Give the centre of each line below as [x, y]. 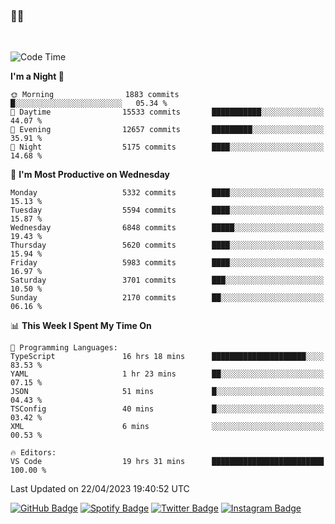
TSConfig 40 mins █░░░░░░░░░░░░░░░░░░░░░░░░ [167, 409]
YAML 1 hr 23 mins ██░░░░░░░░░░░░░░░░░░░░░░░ [167, 374]
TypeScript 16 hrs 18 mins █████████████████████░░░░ [167, 357]
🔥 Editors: [33, 453]
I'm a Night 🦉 [37, 76]
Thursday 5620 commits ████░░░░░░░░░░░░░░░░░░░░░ [167, 245]
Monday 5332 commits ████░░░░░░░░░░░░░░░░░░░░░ [167, 193]
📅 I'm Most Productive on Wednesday [90, 175]
